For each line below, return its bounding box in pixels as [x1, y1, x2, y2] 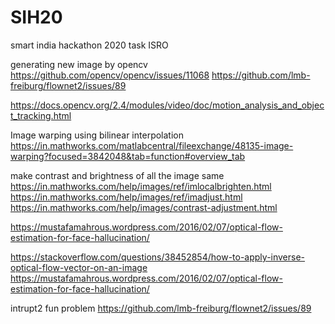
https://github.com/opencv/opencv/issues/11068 [10, 69, 210, 81]
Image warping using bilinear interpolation [10, 129, 184, 141]
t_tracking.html [10, 109, 72, 121]
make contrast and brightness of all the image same [10, 169, 225, 181]
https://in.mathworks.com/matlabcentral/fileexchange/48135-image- [10, 139, 294, 151]
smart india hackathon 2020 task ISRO [10, 39, 169, 51]
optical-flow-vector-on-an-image [10, 261, 148, 273]
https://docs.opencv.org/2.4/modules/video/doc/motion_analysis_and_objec [10, 99, 325, 111]
